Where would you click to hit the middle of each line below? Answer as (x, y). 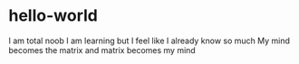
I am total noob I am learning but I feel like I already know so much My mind (149, 41)
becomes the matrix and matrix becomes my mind (102, 50)
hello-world (53, 16)
